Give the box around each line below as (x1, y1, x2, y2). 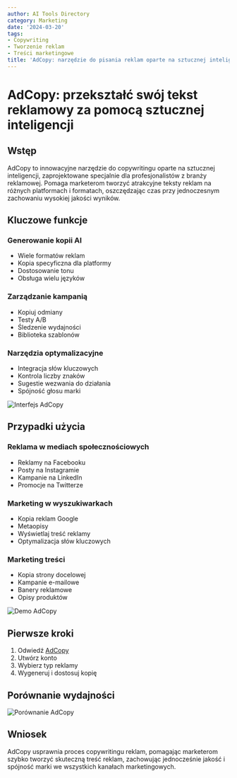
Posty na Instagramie (17, 465, 80, 474)
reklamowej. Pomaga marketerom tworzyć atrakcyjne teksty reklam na (7, 178, 212, 187)
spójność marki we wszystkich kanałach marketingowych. (7, 762, 176, 771)
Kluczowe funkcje (7, 214, 88, 226)
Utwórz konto (17, 654, 58, 662)
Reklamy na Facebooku (17, 458, 86, 467)
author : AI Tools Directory (7, 10, 90, 18)
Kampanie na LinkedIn (17, 473, 83, 482)
